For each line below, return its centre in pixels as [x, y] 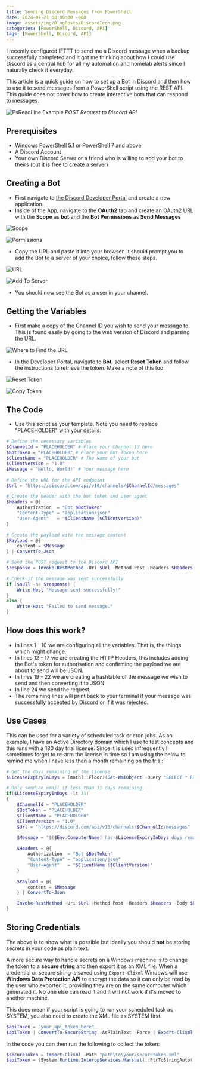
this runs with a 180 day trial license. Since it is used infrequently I [87, 748]
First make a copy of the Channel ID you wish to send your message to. [102, 326]
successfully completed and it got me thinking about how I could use [90, 57]
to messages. [23, 101]
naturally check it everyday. [40, 70]
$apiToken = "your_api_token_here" [50, 1027]
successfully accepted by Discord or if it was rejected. [82, 702]
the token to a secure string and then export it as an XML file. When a [92, 966]
